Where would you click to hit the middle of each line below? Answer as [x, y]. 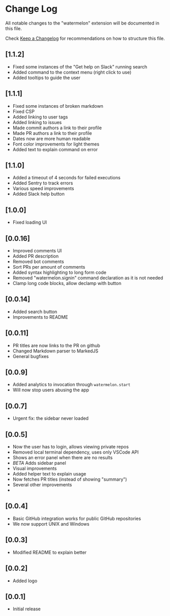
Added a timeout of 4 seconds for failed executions [66, 178]
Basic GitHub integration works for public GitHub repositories [77, 518]
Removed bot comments [38, 262]
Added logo [25, 581]
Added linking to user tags [40, 117]
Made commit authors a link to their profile [57, 128]
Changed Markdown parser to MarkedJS [55, 351]
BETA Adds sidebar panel [39, 463]
